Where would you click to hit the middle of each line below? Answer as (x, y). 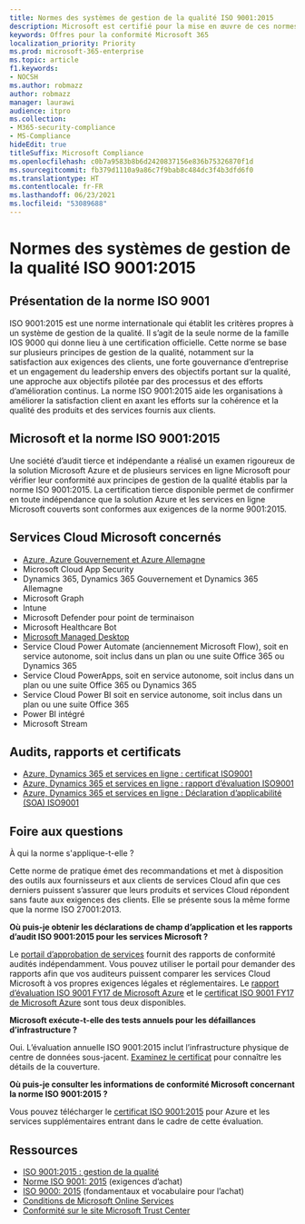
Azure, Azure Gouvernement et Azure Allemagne (114, 559)
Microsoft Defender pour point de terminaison (108, 617)
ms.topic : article (44, 60)
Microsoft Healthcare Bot (69, 627)
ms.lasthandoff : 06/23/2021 (63, 195)
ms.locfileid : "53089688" (58, 204)
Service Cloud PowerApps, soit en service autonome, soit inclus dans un (158, 675)
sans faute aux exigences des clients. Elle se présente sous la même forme (150, 900)
